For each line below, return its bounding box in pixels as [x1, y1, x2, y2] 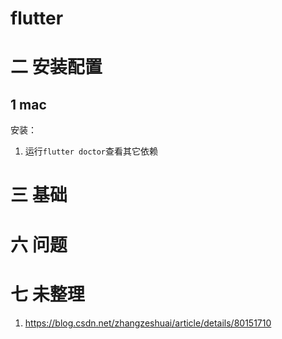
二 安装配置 [10, 56, 103, 79]
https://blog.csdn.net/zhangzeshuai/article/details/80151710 [24, 317, 272, 329]
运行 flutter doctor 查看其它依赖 [24, 145, 159, 157]
